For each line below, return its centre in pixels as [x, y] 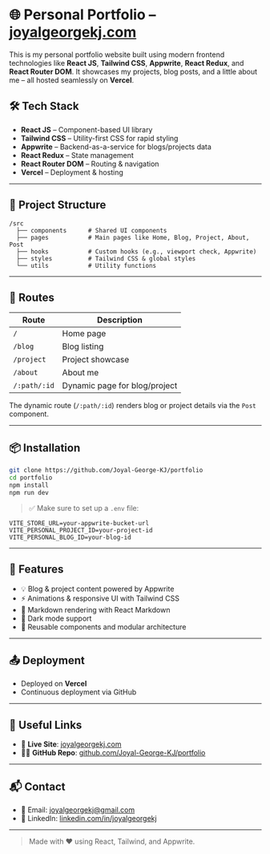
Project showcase [96, 360]
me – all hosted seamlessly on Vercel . [72, 80]
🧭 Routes [32, 297]
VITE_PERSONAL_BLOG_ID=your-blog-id [70, 537]
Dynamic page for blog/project [120, 386]
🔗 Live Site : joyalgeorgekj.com [71, 744]
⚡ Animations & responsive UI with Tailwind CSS [100, 598]
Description [119, 320]
